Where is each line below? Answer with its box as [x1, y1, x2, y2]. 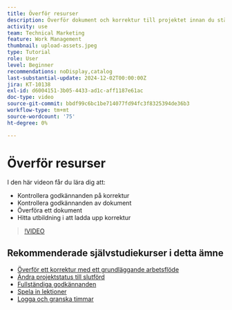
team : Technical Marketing [7, 29, 85, 37]
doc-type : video [7, 94, 54, 101]
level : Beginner [7, 62, 54, 69]
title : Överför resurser [7, 10, 79, 17]
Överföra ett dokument [17, 206, 83, 215]
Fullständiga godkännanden [17, 280, 97, 289]
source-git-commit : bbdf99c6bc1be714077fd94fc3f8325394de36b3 [7, 100, 190, 107]
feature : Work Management [7, 36, 81, 43]
